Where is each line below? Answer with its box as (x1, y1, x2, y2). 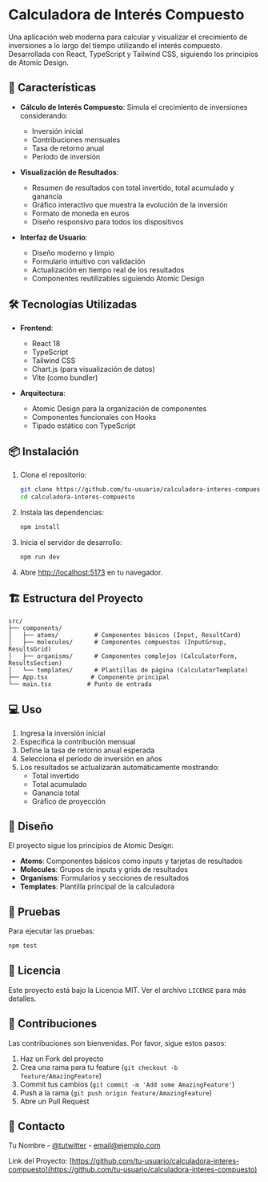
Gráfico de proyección (31, 796, 106, 806)
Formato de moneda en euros (31, 208, 130, 218)
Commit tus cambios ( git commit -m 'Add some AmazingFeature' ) (19, 1079, 235, 1089)
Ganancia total (31, 788, 80, 797)
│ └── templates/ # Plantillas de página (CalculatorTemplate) (8, 666, 249, 674)
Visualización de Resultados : (19, 167, 119, 177)
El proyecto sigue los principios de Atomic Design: (8, 841, 174, 850)
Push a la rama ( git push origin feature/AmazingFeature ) (19, 1087, 213, 1097)
